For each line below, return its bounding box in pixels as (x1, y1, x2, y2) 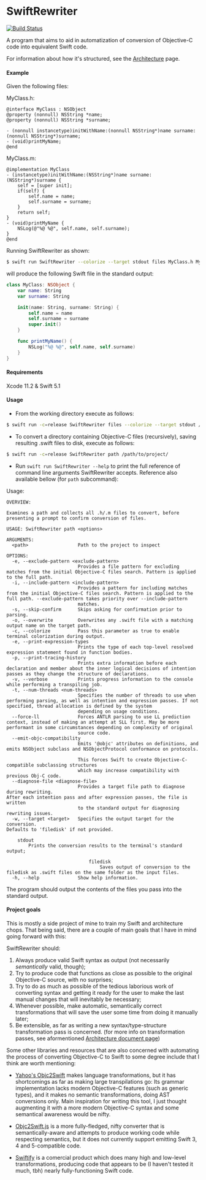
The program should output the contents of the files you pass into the (6, 885, 182, 893)
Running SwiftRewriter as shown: (6, 247, 90, 255)
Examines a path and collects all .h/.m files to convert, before (6, 510, 180, 516)
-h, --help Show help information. (12, 875, 139, 881)
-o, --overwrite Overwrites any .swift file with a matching (12, 617, 193, 623)
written (6, 799, 26, 806)
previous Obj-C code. (6, 773, 62, 779)
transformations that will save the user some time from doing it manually (15, 1008, 198, 1016)
